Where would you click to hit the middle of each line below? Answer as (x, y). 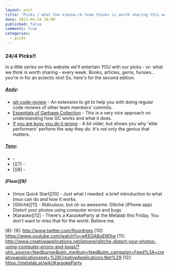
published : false (24, 24)
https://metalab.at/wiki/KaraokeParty (44, 263)
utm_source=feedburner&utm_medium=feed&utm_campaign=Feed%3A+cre (85, 252)
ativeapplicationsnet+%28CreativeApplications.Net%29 (63, 258)
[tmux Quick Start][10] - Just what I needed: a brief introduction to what (87, 194)
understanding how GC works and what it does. (62, 118)
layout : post (19, 10)
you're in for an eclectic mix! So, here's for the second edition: (70, 78)
